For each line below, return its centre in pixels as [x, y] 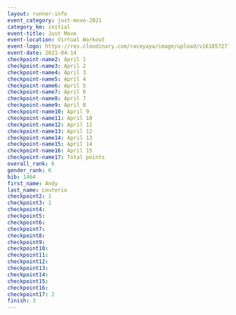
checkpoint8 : [26, 236]
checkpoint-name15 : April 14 [50, 145]
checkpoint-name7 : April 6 [47, 92]
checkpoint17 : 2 [31, 294]
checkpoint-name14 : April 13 [50, 138]
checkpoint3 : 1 [29, 203]
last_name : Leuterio [38, 190]
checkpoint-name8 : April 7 [47, 99]
